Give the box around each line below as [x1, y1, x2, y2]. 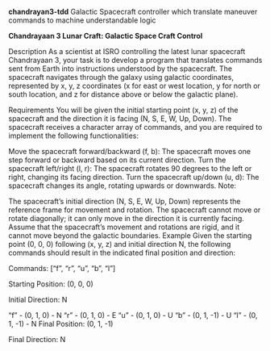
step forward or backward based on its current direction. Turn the [8, 155, 226, 165]
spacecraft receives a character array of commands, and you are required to [8, 123, 263, 132]
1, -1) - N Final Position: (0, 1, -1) [8, 319, 114, 328]
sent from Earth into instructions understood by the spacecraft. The [8, 64, 233, 73]
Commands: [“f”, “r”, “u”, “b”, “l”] [8, 264, 116, 273]
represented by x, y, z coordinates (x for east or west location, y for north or [8, 81, 260, 90]
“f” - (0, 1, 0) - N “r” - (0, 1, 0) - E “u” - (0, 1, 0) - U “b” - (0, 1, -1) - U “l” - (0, [8, 311, 258, 320]
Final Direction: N [8, 335, 66, 344]
